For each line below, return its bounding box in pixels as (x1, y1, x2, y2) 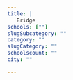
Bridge (16, 17, 36, 24)
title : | (7, 10, 33, 18)
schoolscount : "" (7, 50, 58, 57)
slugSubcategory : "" (7, 29, 67, 37)
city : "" (7, 56, 33, 63)
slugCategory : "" (7, 43, 58, 50)
